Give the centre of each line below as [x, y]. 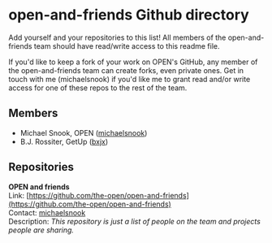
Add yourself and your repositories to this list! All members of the [117, 37]
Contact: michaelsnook [47, 212]
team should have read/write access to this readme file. [127, 46]
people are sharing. [41, 230]
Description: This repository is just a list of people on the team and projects [135, 221]
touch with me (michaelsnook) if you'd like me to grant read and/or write [130, 79]
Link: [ [19, 195]
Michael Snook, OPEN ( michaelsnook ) [84, 132]
